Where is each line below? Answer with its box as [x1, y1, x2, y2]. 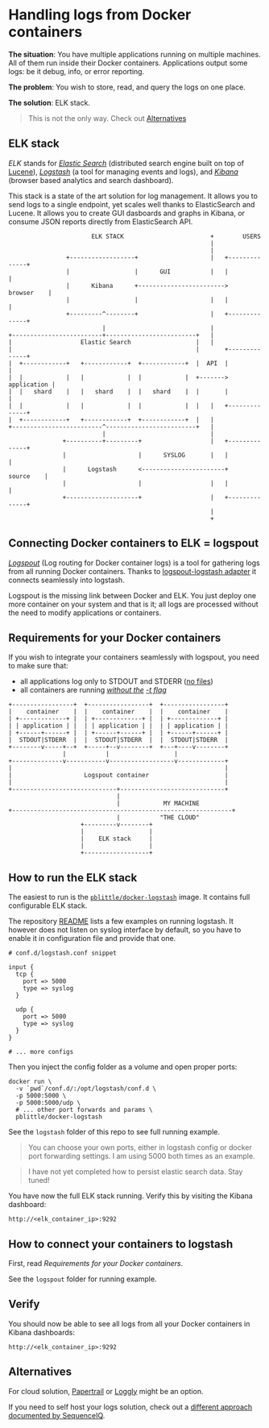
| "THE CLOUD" [116, 814, 200, 822]
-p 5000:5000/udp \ [15, 1099, 81, 1107]
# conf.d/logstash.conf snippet [8, 949, 117, 957]
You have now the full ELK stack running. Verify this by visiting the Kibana [8, 1191, 254, 1201]
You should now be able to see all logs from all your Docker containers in [8, 1318, 250, 1328]
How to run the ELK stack [8, 871, 138, 885]
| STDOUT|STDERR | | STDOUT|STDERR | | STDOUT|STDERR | [8, 736, 229, 744]
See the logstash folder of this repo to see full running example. [8, 1127, 220, 1137]
